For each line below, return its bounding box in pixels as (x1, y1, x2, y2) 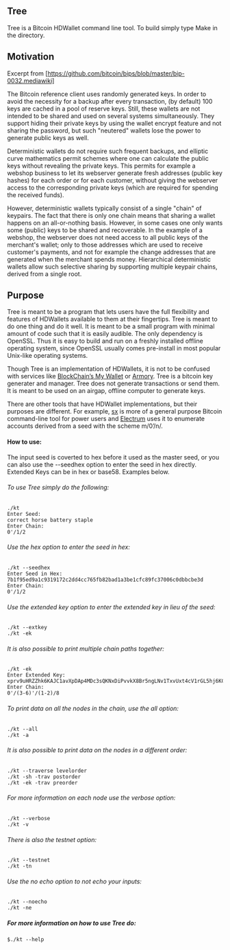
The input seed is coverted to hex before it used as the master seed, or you (7, 453, 220, 461)
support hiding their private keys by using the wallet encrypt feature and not (7, 119, 222, 127)
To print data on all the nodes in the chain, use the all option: (7, 704, 179, 713)
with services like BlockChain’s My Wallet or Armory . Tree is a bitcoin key (7, 372, 214, 381)
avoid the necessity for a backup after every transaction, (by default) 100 (7, 97, 213, 105)
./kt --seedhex (7, 565, 51, 572)
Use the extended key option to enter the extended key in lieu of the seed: (7, 602, 216, 611)
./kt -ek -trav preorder (7, 779, 78, 786)
